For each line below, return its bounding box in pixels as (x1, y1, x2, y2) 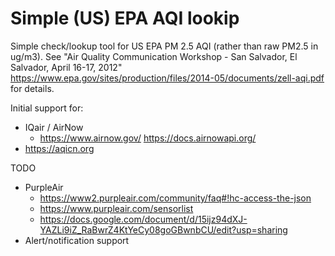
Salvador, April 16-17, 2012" (10, 61, 123, 73)
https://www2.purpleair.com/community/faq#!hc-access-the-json (39, 192, 312, 204)
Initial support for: (10, 102, 84, 114)
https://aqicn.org (24, 142, 95, 154)
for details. (10, 82, 55, 94)
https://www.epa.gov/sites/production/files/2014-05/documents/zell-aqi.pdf (10, 72, 325, 84)
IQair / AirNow (24, 121, 84, 133)
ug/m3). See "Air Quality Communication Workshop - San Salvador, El (10, 50, 298, 62)
